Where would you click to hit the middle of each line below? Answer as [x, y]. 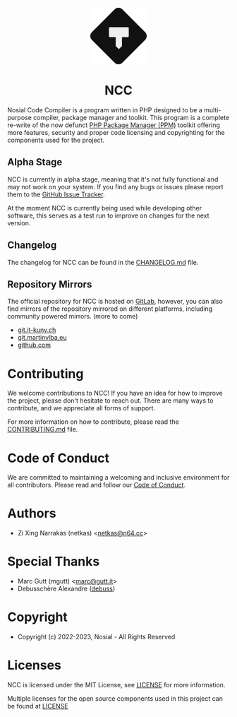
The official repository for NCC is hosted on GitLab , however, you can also [115, 302]
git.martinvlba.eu [42, 338]
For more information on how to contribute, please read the [93, 422]
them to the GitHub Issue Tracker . [56, 194]
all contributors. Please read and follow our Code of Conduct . [96, 485]
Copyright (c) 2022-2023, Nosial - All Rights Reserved [96, 637]
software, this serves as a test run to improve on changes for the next [108, 215]
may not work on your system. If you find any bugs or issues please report [115, 186]
